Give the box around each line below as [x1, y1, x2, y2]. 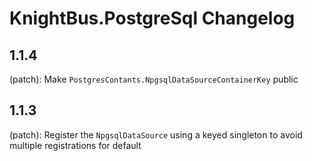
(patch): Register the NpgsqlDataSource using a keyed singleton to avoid [9, 128, 303, 141]
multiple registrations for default [9, 139, 142, 151]
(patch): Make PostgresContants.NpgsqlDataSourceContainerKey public [9, 73, 299, 85]
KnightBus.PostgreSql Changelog [9, 7, 296, 30]
